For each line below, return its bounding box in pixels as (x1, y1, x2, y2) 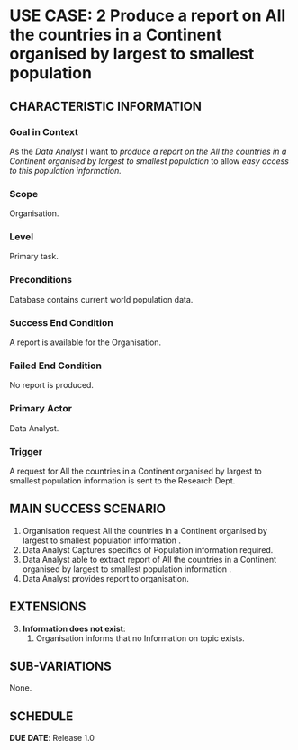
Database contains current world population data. (9, 294, 194, 304)
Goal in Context (9, 125, 79, 138)
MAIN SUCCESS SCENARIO (9, 502, 167, 517)
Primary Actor (9, 402, 72, 415)
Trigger (9, 445, 43, 457)
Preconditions (9, 274, 73, 286)
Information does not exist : (22, 623, 126, 634)
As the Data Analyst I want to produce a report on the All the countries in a (9, 146, 287, 157)
